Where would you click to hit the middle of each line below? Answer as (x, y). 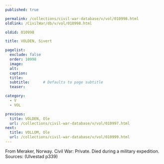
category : (15, 96)
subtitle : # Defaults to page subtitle (56, 82)
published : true (22, 10)
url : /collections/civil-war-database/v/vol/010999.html (70, 137)
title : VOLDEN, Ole (30, 119)
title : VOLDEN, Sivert (29, 41)
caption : (19, 73)
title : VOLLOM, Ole (30, 133)
